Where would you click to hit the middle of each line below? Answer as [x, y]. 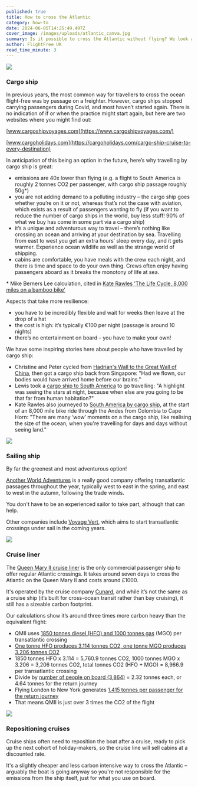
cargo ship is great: [29, 166]
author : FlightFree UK [34, 45]
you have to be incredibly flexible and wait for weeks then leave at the [99, 313]
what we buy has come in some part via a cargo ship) [80, 222]
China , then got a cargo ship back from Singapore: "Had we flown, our [100, 373]
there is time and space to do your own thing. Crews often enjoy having [101, 266]
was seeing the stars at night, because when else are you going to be [99, 392]
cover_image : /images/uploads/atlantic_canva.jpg [68, 34]
